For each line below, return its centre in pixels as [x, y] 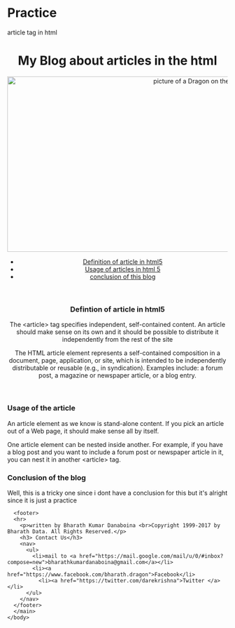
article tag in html [32, 32]
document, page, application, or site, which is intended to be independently [117, 361]
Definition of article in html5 [123, 262]
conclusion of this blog [123, 276]
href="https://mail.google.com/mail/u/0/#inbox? [151, 556]
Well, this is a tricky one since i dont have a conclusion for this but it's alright [117, 493]
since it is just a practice [42, 500]
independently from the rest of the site [117, 340]
